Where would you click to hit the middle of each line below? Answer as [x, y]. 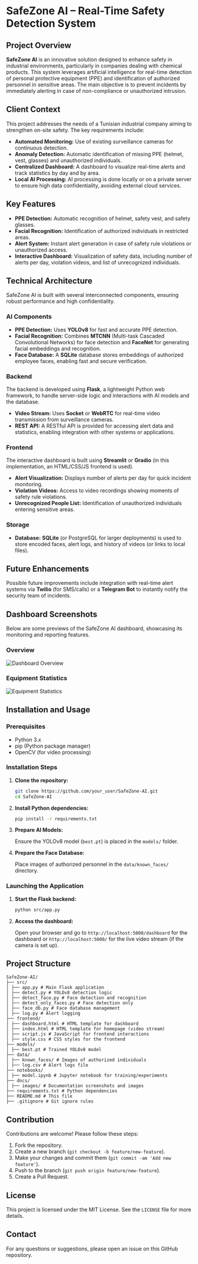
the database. [23, 402]
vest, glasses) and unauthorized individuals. [68, 160]
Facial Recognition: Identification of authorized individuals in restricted [101, 231]
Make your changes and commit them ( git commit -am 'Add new [93, 1158]
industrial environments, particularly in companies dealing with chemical [94, 66]
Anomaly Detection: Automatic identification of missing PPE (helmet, [99, 154]
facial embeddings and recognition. [58, 348]
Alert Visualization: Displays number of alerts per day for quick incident [103, 478]
